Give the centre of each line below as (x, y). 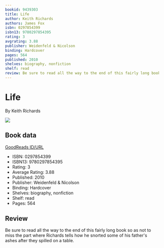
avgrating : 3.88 (21, 41)
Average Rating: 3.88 (33, 172)
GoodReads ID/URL (24, 147)
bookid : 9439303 (21, 10)
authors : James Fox (25, 23)
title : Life (17, 14)
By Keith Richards (23, 111)
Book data (21, 135)
